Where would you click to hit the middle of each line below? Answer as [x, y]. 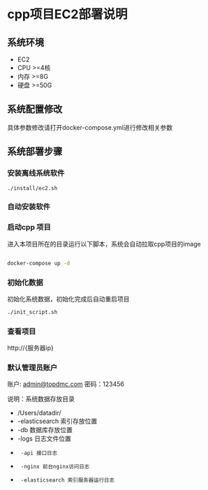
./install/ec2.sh [32, 188]
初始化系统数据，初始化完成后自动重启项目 [68, 299]
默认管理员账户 [32, 367]
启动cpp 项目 [29, 228]
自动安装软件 [29, 207]
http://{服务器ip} [30, 348]
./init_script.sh [32, 312]
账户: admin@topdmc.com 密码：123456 [66, 384]
